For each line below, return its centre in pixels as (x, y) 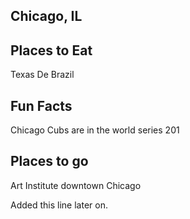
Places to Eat (51, 50)
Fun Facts (41, 105)
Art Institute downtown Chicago (76, 185)
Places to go (49, 161)
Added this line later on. (59, 205)
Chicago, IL (46, 16)
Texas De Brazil (42, 75)
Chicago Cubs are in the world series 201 (95, 130)
